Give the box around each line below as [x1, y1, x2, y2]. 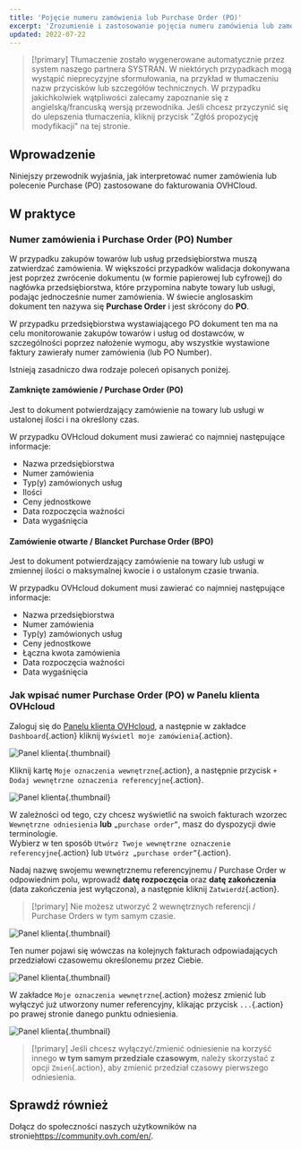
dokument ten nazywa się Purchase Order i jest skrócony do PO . [9, 301, 249, 312]
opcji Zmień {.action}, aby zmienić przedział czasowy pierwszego [30, 1062, 269, 1073]
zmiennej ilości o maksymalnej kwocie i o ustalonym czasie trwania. [9, 565, 260, 576]
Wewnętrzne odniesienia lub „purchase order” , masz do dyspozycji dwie [9, 819, 276, 829]
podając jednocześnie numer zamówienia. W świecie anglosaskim [9, 291, 254, 302]
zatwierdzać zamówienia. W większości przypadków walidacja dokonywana [9, 262, 290, 273]
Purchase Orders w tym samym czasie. [30, 910, 176, 921]
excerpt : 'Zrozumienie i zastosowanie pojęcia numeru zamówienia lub [9, 21, 275, 30]
